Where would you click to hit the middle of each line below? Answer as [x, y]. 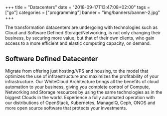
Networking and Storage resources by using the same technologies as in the [84, 92]
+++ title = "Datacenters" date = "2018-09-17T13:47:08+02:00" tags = [78, 7]
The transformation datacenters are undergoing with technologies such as [82, 27]
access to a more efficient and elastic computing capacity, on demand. [78, 43]
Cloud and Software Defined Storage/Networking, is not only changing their [83, 33]
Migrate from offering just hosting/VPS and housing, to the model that [77, 71]
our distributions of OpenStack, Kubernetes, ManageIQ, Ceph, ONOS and [80, 103]
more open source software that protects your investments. [66, 108]
